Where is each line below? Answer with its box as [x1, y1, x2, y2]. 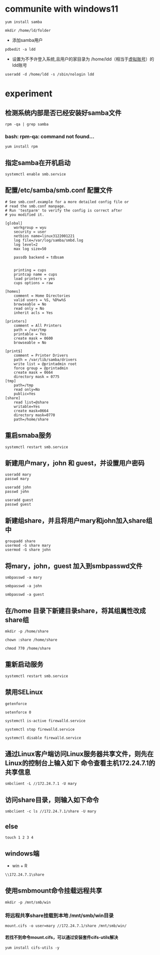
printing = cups [14, 267, 47, 272]
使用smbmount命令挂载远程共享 [5, 887, 103, 895]
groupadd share [5, 539, 36, 544]
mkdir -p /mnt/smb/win [5, 900, 51, 905]
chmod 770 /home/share [5, 646, 51, 651]
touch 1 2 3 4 [5, 835, 34, 840]
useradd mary [5, 472, 32, 477]
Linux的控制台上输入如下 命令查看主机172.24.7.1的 [5, 759, 156, 767]
